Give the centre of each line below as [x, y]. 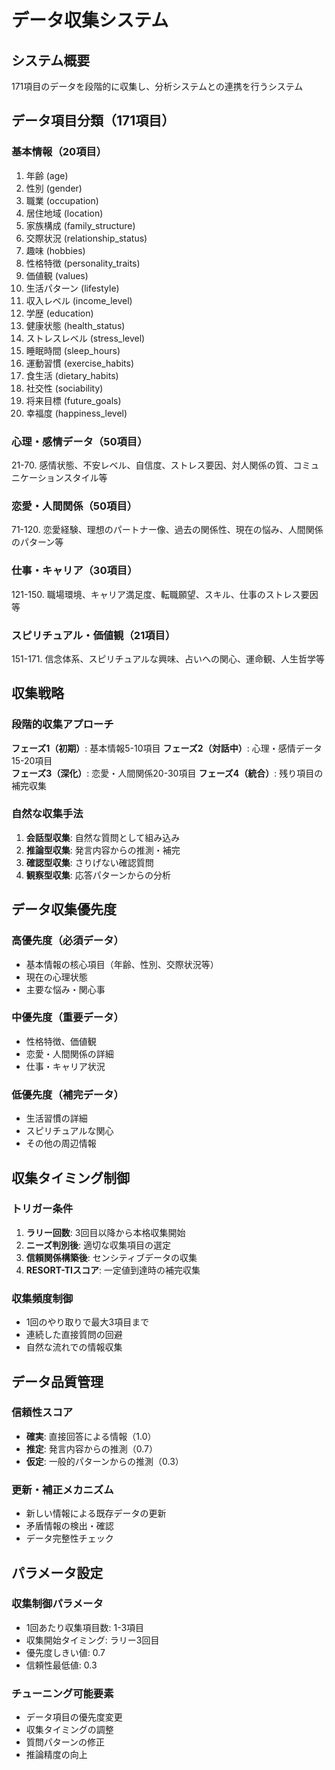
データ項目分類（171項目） [93, 121]
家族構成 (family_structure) [80, 225]
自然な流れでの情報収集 [74, 1347]
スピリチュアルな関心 [69, 1131]
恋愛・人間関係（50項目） [74, 506]
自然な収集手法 [47, 814]
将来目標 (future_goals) [73, 400]
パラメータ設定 [57, 1572]
